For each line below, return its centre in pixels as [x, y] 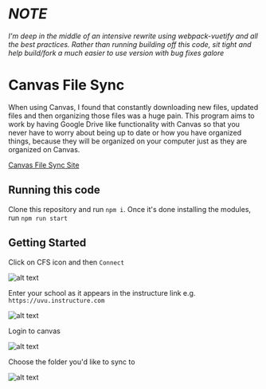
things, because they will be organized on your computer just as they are [128, 141]
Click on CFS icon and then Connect [66, 262]
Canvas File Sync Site [44, 165]
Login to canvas [35, 331]
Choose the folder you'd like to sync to [72, 361]
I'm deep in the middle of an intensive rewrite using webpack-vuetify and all [133, 36]
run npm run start [38, 218]
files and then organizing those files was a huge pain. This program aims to [131, 116]
